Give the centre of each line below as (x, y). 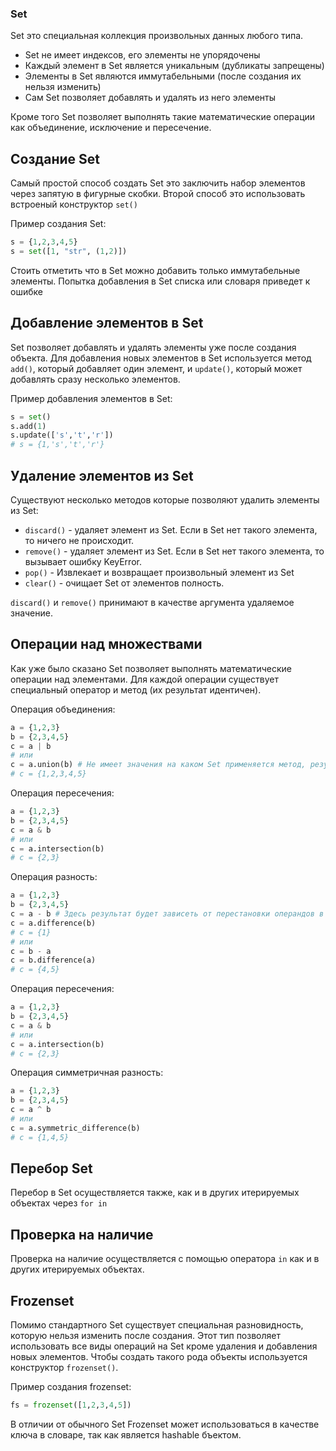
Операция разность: (54, 877)
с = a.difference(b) (53, 923)
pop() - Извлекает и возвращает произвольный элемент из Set (159, 572)
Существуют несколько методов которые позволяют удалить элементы (165, 499)
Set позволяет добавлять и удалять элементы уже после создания (153, 347)
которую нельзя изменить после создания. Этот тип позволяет (145, 1336)
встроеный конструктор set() (74, 204)
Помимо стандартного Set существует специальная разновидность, (157, 1325)
